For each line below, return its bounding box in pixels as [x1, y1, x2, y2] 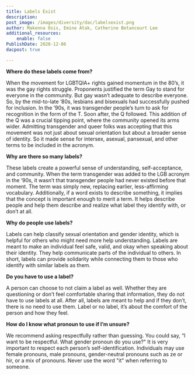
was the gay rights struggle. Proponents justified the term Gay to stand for [6, 86, 185, 93]
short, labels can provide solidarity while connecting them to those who [6, 255, 178, 262]
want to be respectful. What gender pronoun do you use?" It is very [6, 338, 168, 345]
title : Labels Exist [6, 8, 57, 15]
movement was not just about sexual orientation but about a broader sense [6, 129, 187, 136]
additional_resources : [6, 30, 61, 36]
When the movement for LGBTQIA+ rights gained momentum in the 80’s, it [6, 79, 184, 86]
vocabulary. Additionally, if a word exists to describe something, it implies [6, 189, 183, 196]
